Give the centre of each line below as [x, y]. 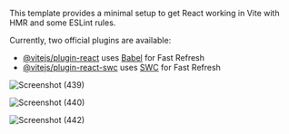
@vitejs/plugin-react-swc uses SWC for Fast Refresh [121, 67]
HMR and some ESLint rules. [63, 23]
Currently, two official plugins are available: [90, 40]
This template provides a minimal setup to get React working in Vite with [144, 13]
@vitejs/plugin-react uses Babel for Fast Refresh [114, 57]
